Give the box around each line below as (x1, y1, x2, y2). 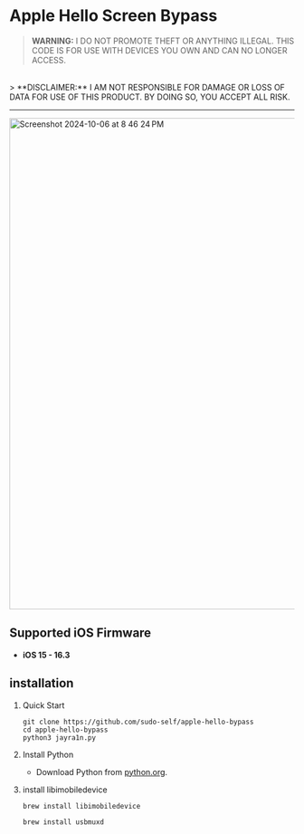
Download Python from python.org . (35, 766, 168, 777)
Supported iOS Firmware (9, 626, 152, 641)
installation (9, 676, 74, 691)
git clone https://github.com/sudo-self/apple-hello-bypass (22, 717, 254, 726)
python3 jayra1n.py (22, 733, 97, 743)
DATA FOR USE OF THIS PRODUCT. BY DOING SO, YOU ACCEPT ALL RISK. (9, 91, 290, 102)
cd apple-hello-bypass (22, 725, 109, 734)
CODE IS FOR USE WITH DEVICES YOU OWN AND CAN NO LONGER (31, 44, 288, 55)
